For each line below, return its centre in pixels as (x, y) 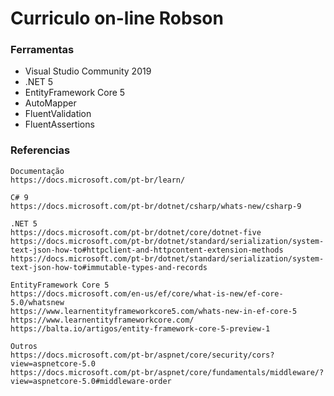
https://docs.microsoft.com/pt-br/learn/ (98, 180)
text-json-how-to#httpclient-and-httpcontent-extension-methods (147, 250)
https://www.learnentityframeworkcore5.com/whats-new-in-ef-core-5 (154, 311)
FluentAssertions (59, 124)
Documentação (37, 171)
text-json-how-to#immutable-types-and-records (109, 267)
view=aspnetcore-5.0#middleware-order (91, 381)
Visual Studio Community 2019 (88, 71)
